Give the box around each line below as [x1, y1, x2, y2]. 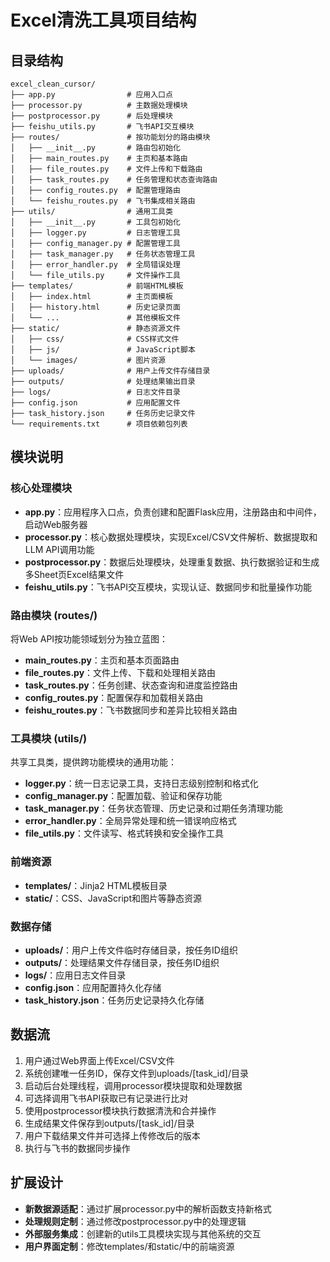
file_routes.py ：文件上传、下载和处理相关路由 [24, 666, 217, 678]
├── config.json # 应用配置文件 [10, 398, 181, 408]
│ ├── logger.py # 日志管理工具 [10, 228, 181, 238]
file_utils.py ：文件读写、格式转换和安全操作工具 [24, 827, 225, 840]
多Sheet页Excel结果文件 [24, 568, 125, 580]
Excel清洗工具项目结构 [10, 9, 197, 32]
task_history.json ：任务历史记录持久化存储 [24, 994, 205, 1006]
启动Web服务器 [24, 518, 88, 530]
